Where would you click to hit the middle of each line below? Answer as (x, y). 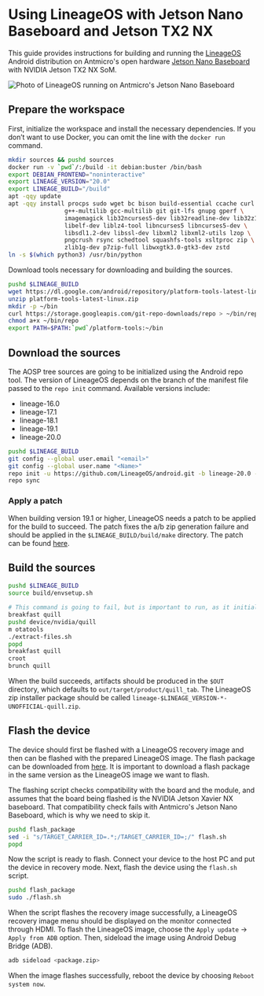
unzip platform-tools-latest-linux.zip (73, 299)
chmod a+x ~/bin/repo (44, 321)
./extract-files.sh (40, 636)
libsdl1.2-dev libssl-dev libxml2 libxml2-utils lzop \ (158, 233)
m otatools (26, 629)
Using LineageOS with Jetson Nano (126, 15)
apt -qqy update (35, 197)
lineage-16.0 (40, 404)
